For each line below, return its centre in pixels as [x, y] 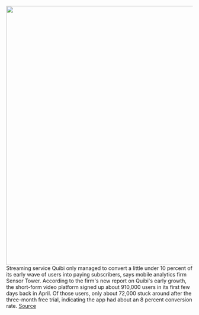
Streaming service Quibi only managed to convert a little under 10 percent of [99, 268]
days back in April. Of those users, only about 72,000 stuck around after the [99, 293]
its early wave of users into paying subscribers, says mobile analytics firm [96, 274]
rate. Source [21, 306]
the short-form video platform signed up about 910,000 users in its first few [98, 287]
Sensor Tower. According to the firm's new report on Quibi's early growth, [96, 281]
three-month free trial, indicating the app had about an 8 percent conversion [99, 300]
